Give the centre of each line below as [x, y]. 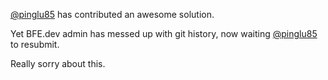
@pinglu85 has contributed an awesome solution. [112, 14]
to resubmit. [35, 44]
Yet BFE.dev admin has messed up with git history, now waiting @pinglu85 [164, 33]
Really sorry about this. [58, 63]
